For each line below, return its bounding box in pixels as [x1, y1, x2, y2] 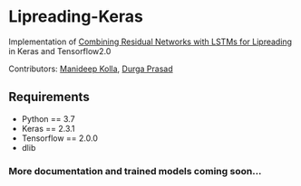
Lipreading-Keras [8, 6, 144, 27]
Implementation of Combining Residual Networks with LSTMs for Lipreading [8, 36, 292, 47]
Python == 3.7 [21, 113, 75, 124]
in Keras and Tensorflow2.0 [8, 45, 112, 56]
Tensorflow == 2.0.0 [21, 133, 99, 144]
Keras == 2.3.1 [21, 123, 75, 134]
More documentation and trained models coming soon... [8, 164, 262, 177]
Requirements [8, 89, 90, 105]
